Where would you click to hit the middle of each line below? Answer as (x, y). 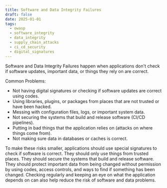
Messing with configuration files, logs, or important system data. (79, 112)
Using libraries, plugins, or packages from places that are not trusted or (86, 101)
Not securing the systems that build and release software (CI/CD (79, 117)
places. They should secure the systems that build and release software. (80, 158)
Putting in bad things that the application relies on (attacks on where (83, 127)
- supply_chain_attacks (34, 42)
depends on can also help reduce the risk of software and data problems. (81, 180)
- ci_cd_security (28, 47)
